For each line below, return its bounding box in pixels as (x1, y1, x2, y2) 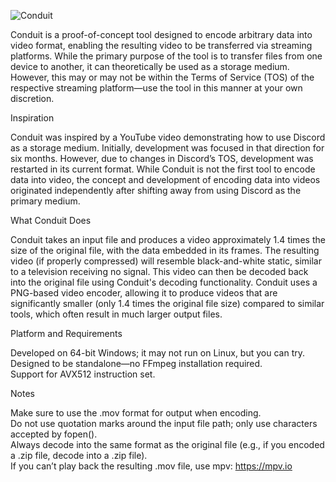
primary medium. (10, 195, 81, 207)
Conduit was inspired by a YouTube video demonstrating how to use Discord (10, 131, 326, 143)
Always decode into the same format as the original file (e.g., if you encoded (10, 439, 325, 450)
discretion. (10, 93, 55, 104)
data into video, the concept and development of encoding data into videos (10, 174, 321, 185)
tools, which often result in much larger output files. (10, 308, 223, 320)
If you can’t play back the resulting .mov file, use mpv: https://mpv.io (10, 460, 293, 472)
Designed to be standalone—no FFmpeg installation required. (10, 358, 263, 369)
